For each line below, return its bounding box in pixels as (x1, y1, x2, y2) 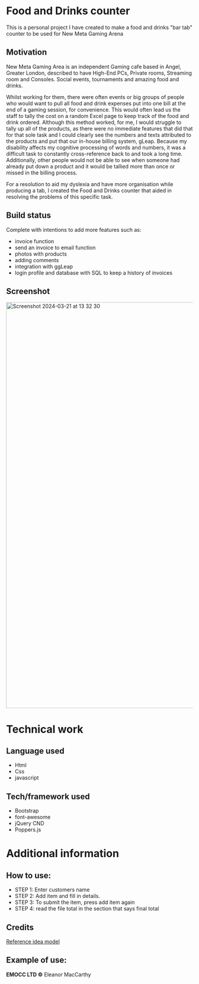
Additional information (6, 847, 120, 861)
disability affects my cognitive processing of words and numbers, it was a (6, 144, 186, 151)
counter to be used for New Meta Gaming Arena (6, 30, 123, 37)
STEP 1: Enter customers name (14, 886, 90, 893)
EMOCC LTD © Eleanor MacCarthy (6, 971, 91, 978)
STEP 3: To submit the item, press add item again (14, 899, 135, 906)
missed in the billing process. (6, 169, 78, 176)
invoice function (14, 237, 54, 244)
